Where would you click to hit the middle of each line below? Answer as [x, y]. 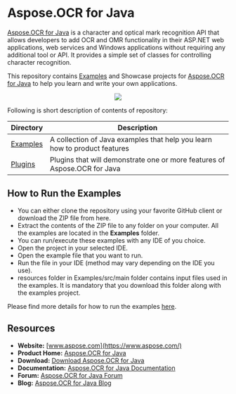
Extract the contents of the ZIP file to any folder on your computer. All [118, 225]
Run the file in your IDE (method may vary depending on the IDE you [116, 262]
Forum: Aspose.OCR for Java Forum [70, 375]
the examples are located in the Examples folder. [88, 233]
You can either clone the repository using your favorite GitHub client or [120, 210]
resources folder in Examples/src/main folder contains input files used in [122, 278]
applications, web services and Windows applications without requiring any [117, 47]
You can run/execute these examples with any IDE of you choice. [111, 240]
